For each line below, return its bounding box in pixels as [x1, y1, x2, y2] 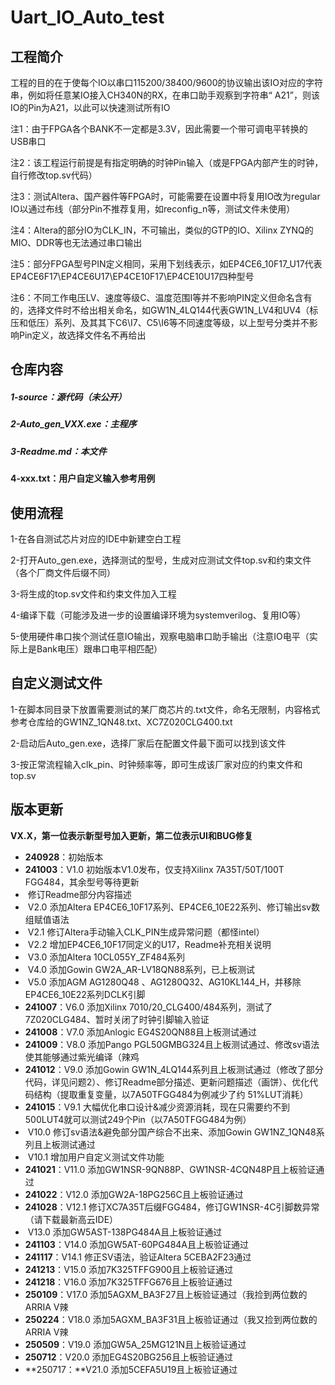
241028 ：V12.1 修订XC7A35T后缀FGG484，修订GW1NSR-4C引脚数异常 [24, 1201, 320, 1213]
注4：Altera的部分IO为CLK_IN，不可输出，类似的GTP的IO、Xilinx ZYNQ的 [10, 224, 314, 236]
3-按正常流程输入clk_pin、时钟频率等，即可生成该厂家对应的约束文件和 [10, 758, 303, 770]
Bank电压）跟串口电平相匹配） [36, 642, 163, 655]
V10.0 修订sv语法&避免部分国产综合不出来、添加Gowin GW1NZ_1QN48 [27, 1126, 317, 1138]
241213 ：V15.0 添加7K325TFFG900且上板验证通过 [24, 1263, 234, 1275]
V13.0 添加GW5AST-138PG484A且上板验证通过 [27, 1226, 223, 1238]
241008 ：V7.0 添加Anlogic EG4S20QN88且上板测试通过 [24, 1026, 258, 1038]
